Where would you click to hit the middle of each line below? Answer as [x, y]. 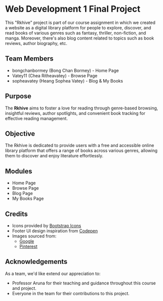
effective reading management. [36, 118]
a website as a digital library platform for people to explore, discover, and [78, 27]
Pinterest [28, 246]
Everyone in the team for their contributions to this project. [71, 293]
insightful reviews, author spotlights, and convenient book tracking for [75, 113]
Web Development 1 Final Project [73, 9]
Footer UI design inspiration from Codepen [55, 231]
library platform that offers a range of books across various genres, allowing [81, 150]
